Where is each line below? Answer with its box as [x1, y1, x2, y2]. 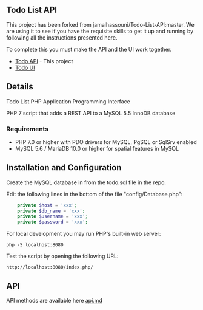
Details [6, 81, 33, 92]
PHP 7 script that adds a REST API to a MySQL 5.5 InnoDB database [6, 109, 176, 117]
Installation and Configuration [6, 162, 122, 173]
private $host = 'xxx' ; [17, 202, 78, 208]
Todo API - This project [15, 57, 73, 64]
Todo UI [15, 64, 35, 71]
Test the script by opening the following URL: [6, 252, 119, 260]
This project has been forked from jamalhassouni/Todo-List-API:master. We [6, 21, 195, 28]
